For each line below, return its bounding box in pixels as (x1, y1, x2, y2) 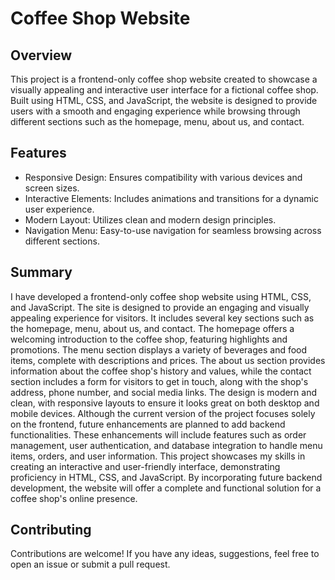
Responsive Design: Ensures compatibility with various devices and (24, 171, 303, 183)
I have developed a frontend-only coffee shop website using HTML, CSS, (10, 290, 312, 302)
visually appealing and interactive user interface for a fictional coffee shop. (10, 84, 319, 96)
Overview (10, 47, 73, 64)
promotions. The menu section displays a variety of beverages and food (10, 343, 308, 356)
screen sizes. (24, 182, 80, 194)
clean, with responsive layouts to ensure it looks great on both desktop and (10, 397, 320, 409)
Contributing (10, 522, 92, 539)
